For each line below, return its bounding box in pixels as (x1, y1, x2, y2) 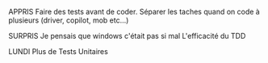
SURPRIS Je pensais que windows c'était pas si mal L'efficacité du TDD (8, 31, 246, 40)
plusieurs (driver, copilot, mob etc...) (8, 15, 129, 25)
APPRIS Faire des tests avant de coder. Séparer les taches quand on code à (8, 7, 260, 16)
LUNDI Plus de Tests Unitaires (8, 47, 109, 56)
